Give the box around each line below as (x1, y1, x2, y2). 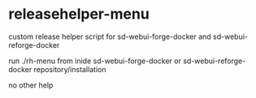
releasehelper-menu (8, 5, 150, 23)
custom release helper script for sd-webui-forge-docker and (8, 32, 211, 41)
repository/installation (33, 64, 106, 74)
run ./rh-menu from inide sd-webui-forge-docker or (8, 56, 181, 66)
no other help (8, 80, 54, 90)
